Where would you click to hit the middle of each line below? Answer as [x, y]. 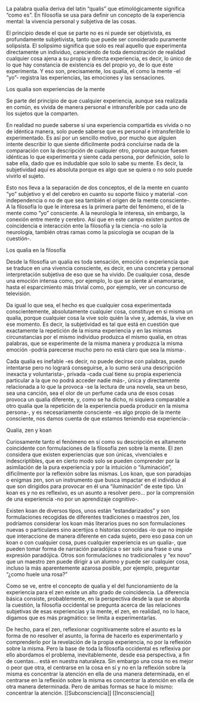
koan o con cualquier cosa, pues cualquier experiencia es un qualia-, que [96, 542]
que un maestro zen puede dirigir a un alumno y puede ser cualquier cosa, [98, 562]
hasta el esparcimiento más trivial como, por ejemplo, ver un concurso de [96, 287]
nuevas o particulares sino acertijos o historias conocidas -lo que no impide [99, 530]
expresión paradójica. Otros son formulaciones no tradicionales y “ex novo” [99, 555]
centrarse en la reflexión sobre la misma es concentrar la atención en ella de [100, 680]
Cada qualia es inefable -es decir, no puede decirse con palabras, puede [96, 361]
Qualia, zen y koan [29, 430]
